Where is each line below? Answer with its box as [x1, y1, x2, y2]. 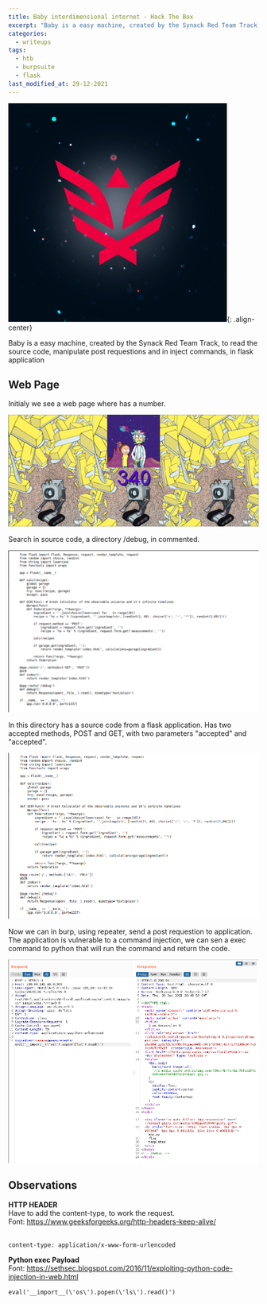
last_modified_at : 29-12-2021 [8, 79, 109, 87]
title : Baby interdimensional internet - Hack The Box [8, 13, 194, 21]
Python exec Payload [8, 1255, 79, 1264]
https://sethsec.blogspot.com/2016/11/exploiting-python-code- [26, 1263, 233, 1273]
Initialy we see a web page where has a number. [8, 399, 166, 408]
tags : [8, 46, 26, 55]
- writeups [15, 38, 52, 46]
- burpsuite [15, 64, 56, 72]
